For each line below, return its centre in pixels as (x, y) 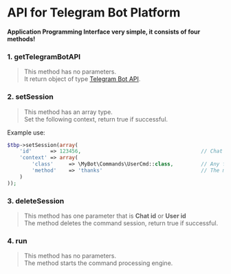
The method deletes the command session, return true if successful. (121, 223)
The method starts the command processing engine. (98, 263)
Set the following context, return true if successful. (96, 119)
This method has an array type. (68, 112)
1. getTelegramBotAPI (44, 56)
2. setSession (30, 97)
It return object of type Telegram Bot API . (82, 79)
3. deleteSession (36, 201)
